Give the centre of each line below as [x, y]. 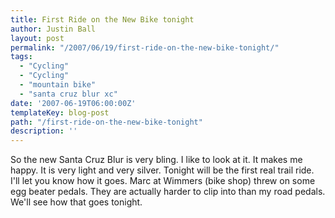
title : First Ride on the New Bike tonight [102, 19]
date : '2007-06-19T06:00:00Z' [73, 103]
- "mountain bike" [58, 85]
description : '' [44, 131]
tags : [21, 57]
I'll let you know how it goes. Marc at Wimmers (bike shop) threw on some [163, 181]
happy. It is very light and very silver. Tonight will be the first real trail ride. [162, 170]
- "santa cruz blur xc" [68, 94]
